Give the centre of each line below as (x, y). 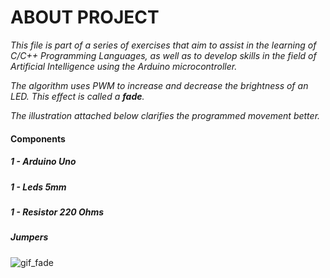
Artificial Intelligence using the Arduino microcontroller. (124, 66)
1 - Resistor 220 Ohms (57, 212)
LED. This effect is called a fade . (77, 96)
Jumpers (29, 237)
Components (38, 138)
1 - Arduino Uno (43, 162)
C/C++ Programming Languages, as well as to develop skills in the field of (163, 55)
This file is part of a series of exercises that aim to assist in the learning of (163, 45)
